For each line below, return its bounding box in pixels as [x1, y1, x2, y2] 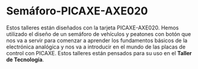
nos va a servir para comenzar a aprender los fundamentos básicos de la [6, 37, 188, 44]
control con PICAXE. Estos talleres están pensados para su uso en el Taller [6, 49, 192, 56]
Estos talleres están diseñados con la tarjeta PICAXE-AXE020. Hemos [6, 24, 179, 31]
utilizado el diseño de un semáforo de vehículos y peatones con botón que [6, 30, 191, 37]
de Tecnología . [6, 56, 44, 63]
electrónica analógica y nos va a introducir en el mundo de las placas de [6, 43, 186, 50]
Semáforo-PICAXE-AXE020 [6, 4, 149, 18]
